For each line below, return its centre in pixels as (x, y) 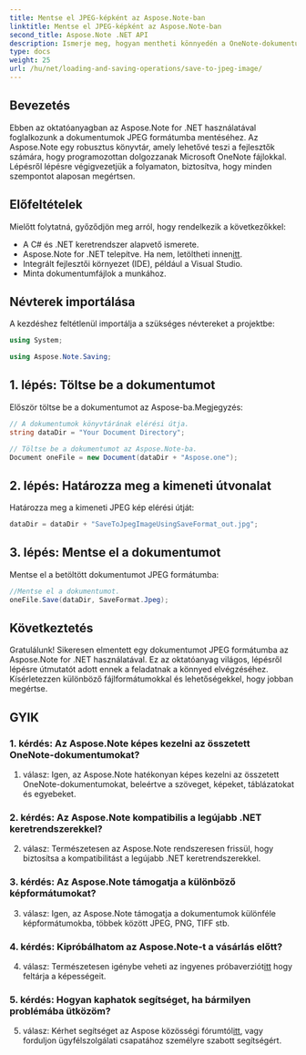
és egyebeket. (49, 794)
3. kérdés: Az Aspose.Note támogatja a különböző (123, 882)
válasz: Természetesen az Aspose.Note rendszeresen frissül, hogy (148, 849)
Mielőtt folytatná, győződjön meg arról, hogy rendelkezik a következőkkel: (148, 226)
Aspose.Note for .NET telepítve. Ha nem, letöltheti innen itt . (133, 254)
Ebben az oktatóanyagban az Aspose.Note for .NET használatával (133, 128)
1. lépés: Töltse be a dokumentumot (112, 385)
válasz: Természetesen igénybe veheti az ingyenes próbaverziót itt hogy (158, 967)
